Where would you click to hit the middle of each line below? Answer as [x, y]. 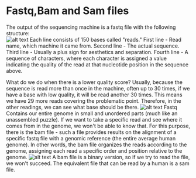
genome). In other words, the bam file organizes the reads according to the [97, 145]
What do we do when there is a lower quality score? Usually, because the [94, 82]
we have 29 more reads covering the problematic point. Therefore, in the [94, 100]
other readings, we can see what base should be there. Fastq [92, 107]
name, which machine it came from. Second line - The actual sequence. [93, 46]
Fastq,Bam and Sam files [68, 11]
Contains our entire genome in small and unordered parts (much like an [92, 113]
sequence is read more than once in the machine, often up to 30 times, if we [98, 88]
